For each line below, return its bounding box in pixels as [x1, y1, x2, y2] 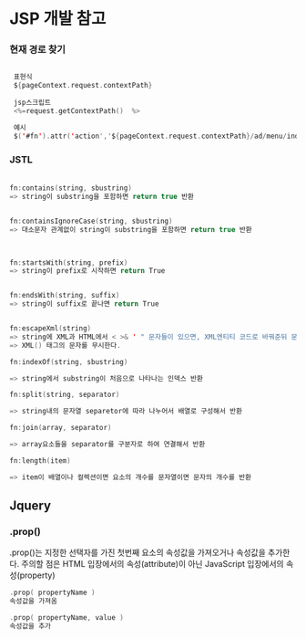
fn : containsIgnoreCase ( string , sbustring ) [9, 216, 173, 225]
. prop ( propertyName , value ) [9, 613, 125, 623]
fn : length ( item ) [9, 456, 71, 466]
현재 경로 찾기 [9, 43, 66, 56]
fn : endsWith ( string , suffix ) [9, 291, 120, 300]
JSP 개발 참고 [9, 8, 107, 29]
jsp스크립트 [13, 98, 52, 108]
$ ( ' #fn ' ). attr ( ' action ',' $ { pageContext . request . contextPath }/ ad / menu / [13, 131, 288, 141]
